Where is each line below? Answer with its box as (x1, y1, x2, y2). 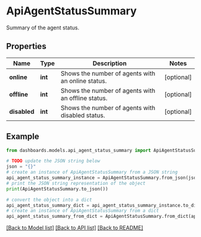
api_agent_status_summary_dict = (6, 202, 90, 208)
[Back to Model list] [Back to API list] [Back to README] (6, 224, 144, 232)
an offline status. (60, 94, 108, 102)
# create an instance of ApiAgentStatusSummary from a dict (6, 208, 160, 214)
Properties (6, 41, 47, 51)
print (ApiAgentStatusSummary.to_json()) (6, 186, 109, 192)
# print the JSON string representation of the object (6, 180, 146, 186)
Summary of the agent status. (6, 24, 80, 31)
